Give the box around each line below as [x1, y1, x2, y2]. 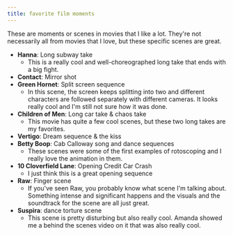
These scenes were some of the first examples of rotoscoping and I [27, 147, 222, 155]
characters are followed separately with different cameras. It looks [27, 95, 218, 103]
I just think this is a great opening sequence [27, 169, 153, 177]
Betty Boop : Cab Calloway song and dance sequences [17, 139, 175, 147]
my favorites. [27, 124, 65, 133]
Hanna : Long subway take [17, 50, 93, 59]
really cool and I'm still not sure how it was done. [27, 102, 168, 110]
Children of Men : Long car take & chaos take [17, 110, 147, 118]
